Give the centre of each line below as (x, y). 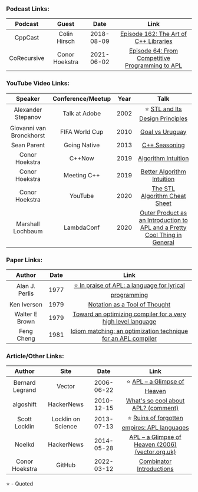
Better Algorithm (164, 171)
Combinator (155, 461)
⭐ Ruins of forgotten (156, 418)
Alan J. (26, 286)
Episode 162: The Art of (154, 34)
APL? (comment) (155, 408)
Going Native (82, 145)
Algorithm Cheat (163, 196)
